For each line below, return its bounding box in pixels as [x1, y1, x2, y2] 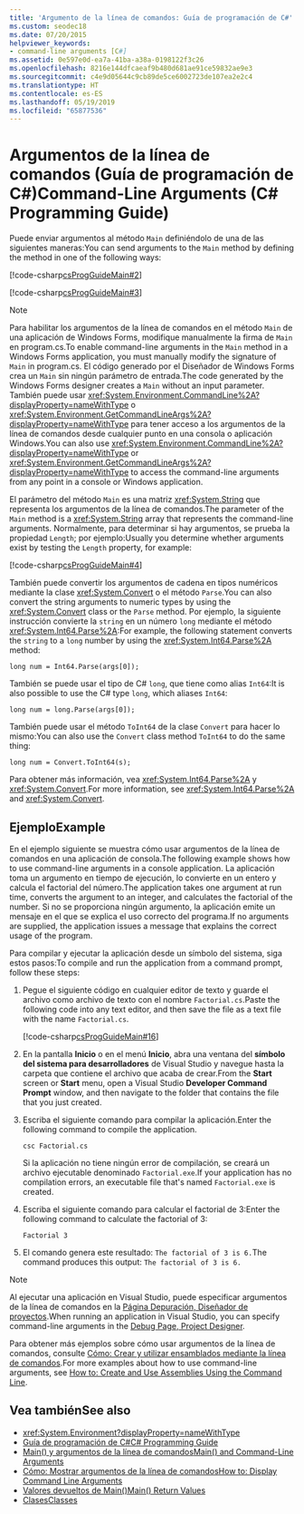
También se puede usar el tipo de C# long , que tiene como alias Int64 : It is [9, 678, 285, 689]
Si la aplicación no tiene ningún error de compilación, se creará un [22, 1158, 270, 1168]
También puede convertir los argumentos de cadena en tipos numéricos [9, 577, 279, 588]
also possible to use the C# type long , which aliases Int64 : [9, 688, 228, 699]
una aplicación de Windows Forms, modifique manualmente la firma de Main [9, 332, 293, 343]
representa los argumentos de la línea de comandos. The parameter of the [9, 504, 285, 515]
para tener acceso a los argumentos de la [130, 419, 286, 430]
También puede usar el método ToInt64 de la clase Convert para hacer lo [9, 722, 280, 733]
